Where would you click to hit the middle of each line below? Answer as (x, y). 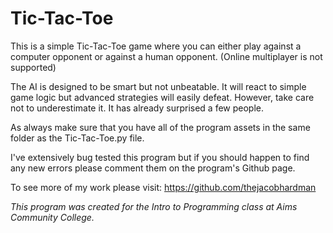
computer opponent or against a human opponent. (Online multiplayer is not (166, 56)
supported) (33, 67)
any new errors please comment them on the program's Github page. (153, 168)
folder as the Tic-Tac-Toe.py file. (77, 138)
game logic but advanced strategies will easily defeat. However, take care (162, 97)
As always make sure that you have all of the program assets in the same (160, 127)
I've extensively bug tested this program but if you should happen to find (160, 157)
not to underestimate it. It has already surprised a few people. (137, 108)
